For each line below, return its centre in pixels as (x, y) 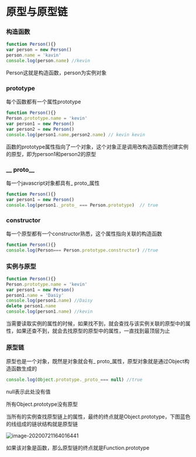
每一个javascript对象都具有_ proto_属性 (53, 183)
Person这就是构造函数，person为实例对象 (56, 72)
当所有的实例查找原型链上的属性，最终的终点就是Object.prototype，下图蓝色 (98, 417)
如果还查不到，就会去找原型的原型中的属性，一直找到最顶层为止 (93, 331)
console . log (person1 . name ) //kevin (49, 312)
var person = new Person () (39, 50)
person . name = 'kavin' (34, 55)
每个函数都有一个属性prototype (44, 102)
